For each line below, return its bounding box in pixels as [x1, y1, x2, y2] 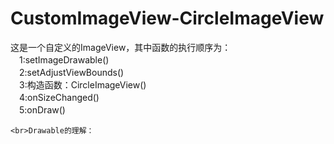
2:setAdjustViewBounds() [18, 66, 125, 78]
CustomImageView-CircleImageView [10, 7, 325, 30]
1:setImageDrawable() [18, 53, 110, 66]
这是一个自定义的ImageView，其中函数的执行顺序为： [10, 41, 232, 53]
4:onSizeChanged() [18, 91, 100, 103]
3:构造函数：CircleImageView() [18, 78, 147, 91]
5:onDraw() [18, 103, 66, 116]
